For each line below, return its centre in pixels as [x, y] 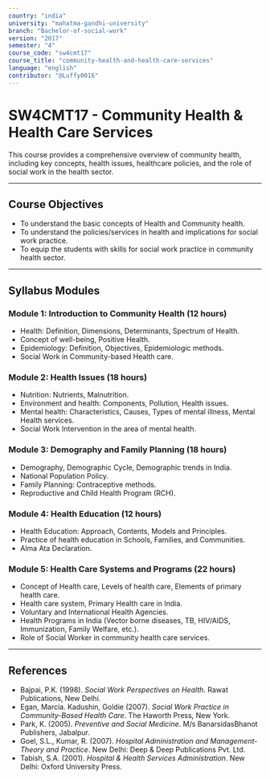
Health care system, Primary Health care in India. [101, 604]
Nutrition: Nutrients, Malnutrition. [74, 395]
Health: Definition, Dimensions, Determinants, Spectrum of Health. [129, 331]
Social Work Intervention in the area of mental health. [108, 429]
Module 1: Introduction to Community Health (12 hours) [118, 313]
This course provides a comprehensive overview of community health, [125, 154]
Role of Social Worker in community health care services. [115, 638]
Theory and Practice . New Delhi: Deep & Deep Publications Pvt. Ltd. [133, 750]
